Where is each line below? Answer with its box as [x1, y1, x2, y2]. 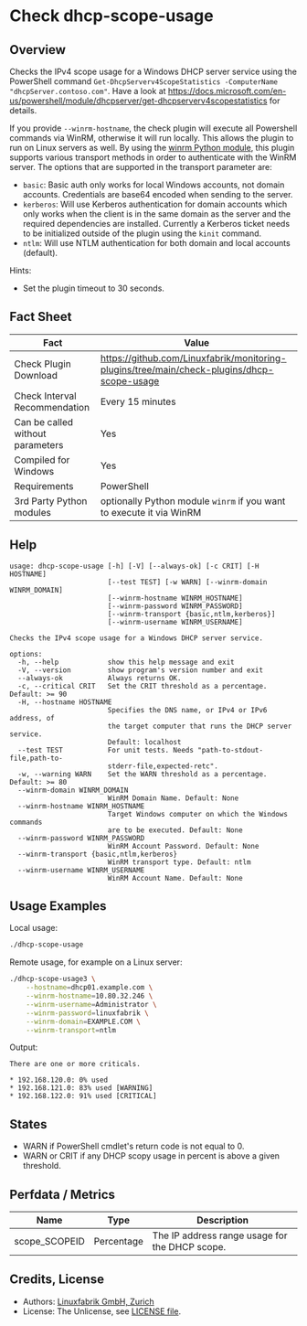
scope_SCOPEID [14, 1235, 85, 1248]
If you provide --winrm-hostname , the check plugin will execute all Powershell [9, 123, 298, 134]
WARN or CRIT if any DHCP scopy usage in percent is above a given [22, 1150, 281, 1161]
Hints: [9, 265, 32, 275]
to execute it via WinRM [100, 506, 202, 519]
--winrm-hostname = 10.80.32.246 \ [26, 991, 153, 1001]
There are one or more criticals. [9, 1060, 142, 1069]
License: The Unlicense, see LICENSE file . [22, 1305, 181, 1317]
